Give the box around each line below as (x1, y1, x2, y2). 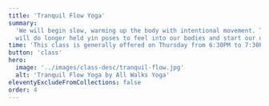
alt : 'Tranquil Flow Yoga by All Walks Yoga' (15, 71, 171, 79)
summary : (8, 19, 38, 27)
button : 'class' (8, 49, 62, 57)
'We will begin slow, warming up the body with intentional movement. (15, 26, 256, 34)
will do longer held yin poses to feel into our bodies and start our (15, 33, 256, 42)
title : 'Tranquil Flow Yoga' (8, 11, 106, 20)
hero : (8, 57, 26, 65)
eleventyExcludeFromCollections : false (8, 78, 142, 86)
